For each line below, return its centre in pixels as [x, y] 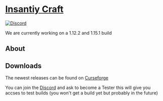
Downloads [23, 66]
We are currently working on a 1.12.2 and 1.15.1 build [59, 33]
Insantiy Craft [35, 9]
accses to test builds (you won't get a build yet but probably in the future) [82, 93]
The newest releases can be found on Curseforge [57, 78]
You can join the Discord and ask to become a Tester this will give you [78, 88]
